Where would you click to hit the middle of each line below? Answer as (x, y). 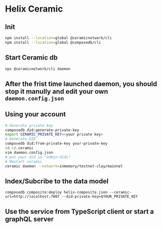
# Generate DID (20, 139)
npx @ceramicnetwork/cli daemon (38, 69)
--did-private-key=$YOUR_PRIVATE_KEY (100, 197)
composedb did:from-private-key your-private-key (56, 144)
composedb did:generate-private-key (42, 130)
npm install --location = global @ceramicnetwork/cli (58, 38)
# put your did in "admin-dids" (38, 157)
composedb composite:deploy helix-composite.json (56, 193)
